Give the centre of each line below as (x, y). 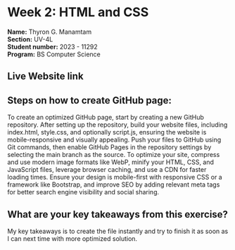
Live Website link (45, 76)
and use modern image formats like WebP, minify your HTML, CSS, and (111, 162)
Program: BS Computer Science (54, 54)
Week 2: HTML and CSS (78, 12)
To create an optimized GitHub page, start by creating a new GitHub (106, 118)
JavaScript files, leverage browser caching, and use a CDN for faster (107, 170)
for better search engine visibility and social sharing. (83, 192)
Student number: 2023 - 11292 (53, 46)
